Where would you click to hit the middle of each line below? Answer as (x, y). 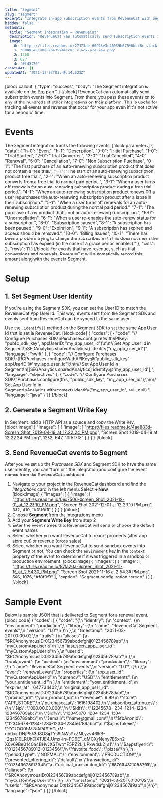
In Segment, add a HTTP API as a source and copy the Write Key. (70, 422)
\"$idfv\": (53, 713)
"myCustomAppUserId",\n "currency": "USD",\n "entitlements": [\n (72, 677)
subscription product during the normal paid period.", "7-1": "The (90, 207)
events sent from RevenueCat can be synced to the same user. (68, 318)
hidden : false (19, 23)
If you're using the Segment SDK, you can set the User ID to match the (75, 308)
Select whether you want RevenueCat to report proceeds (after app (79, 536)
